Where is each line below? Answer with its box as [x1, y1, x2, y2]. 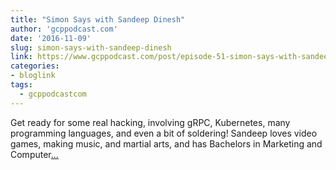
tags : [10, 80, 33, 90]
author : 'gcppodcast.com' [10, 24, 118, 34]
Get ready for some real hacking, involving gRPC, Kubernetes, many [10, 116, 291, 128]
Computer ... [10, 148, 59, 160]
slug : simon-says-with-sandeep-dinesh [10, 42, 172, 53]
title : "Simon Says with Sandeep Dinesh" [10, 14, 186, 25]
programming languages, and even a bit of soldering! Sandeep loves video [10, 127, 318, 139]
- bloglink [10, 71, 56, 81]
